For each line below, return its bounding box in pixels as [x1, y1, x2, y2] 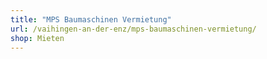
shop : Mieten [10, 33, 65, 43]
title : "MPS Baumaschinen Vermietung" [10, 14, 172, 25]
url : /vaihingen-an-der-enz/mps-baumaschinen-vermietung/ [10, 24, 257, 34]
